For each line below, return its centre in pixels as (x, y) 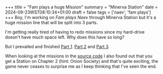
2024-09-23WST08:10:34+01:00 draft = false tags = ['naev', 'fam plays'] (78, 12)
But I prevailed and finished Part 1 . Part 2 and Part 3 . (57, 46)
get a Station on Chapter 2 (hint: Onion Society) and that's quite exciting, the (81, 61)
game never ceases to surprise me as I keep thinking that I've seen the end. (81, 66)
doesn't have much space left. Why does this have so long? (65, 37)
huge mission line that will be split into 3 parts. (52, 22)
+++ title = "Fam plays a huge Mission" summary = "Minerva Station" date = (81, 7)
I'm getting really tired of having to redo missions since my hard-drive (75, 32)
